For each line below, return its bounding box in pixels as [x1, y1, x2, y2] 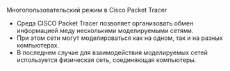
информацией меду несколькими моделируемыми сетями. [16, 27, 194, 34]
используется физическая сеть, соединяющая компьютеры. [16, 56, 197, 64]
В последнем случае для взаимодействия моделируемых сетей [16, 48, 208, 57]
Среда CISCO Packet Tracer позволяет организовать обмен [16, 19, 194, 27]
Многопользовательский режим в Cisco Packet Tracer [6, 6, 167, 14]
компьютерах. [16, 41, 60, 49]
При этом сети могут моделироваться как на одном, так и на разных [16, 34, 223, 42]
